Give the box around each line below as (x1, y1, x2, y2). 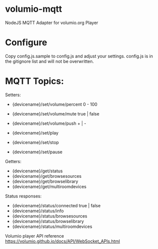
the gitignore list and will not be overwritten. (5, 58, 94, 64)
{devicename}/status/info (12, 208, 64, 214)
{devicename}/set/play (12, 130, 59, 136)
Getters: (5, 158, 22, 164)
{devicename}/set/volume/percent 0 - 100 (12, 101, 98, 107)
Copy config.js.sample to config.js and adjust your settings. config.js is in (5, 53, 153, 59)
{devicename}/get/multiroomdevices (12, 183, 87, 190)
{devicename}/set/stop (12, 139, 59, 145)
